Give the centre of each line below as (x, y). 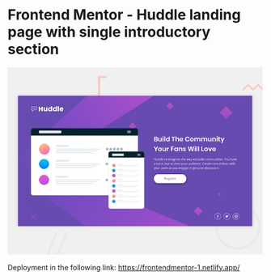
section (34, 49)
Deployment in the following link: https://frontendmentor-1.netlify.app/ (124, 267)
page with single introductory (109, 32)
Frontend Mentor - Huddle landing (124, 15)
